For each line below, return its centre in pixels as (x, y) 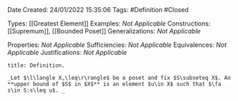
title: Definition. (36, 65)
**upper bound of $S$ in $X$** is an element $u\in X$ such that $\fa (114, 84)
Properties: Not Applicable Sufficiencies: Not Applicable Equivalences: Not (117, 45)
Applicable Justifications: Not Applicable (67, 52)
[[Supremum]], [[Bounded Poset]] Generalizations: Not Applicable (104, 31)
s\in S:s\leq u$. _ (36, 90)
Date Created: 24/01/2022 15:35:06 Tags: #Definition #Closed (98, 10)
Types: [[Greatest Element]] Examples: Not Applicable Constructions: (109, 23)
